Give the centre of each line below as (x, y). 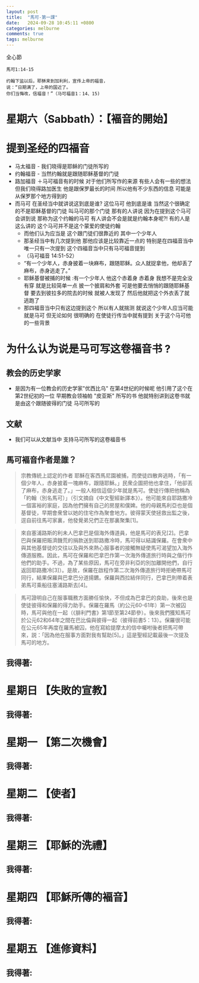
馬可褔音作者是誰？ (41, 460)
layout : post (22, 12)
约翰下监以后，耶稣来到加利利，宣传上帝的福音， (57, 81)
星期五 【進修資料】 (54, 949)
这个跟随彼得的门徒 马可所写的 (62, 404)
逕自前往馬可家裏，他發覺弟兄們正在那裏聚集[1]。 (81, 520)
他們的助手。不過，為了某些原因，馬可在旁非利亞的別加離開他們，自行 (107, 562)
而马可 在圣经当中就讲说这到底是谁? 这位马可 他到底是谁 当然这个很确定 (102, 204)
